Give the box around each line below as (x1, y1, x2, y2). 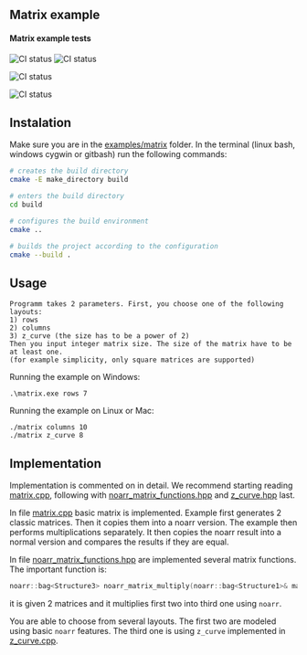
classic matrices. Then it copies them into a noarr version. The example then (9, 517, 298, 528)
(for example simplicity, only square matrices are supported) (9, 355, 256, 364)
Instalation (9, 114, 71, 131)
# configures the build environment (9, 217, 149, 226)
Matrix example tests (9, 32, 91, 44)
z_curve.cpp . (9, 635, 58, 646)
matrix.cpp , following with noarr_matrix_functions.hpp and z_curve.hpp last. (9, 490, 295, 501)
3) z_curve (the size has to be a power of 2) (9, 332, 190, 341)
